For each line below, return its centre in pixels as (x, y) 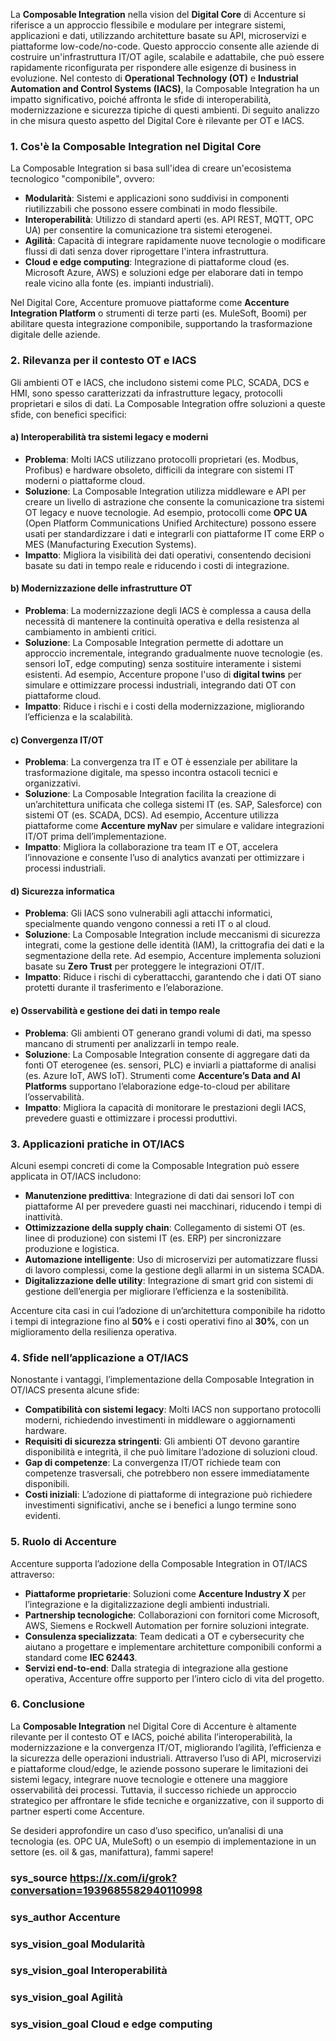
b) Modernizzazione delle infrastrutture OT (101, 588)
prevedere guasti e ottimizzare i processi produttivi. (131, 1118)
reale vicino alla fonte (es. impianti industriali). (119, 283)
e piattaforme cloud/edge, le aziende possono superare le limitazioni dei (159, 1768)
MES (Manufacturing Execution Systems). (110, 544)
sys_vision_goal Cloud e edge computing (111, 2024)
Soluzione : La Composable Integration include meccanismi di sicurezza (172, 935)
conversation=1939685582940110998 (106, 1890)
